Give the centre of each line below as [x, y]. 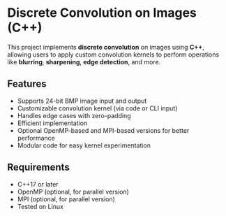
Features [27, 84]
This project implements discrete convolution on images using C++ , [106, 47]
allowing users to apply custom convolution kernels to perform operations [113, 55]
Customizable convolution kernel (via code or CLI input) [97, 108]
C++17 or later [38, 184]
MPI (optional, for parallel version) [66, 199]
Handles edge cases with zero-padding [74, 115]
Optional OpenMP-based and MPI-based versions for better [103, 130]
